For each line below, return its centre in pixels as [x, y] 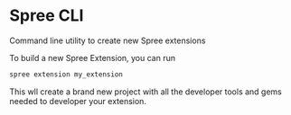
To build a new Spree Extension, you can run [93, 57]
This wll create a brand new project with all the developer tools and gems [146, 92]
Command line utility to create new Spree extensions [108, 40]
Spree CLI [47, 16]
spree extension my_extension [66, 74]
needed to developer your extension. [78, 101]
